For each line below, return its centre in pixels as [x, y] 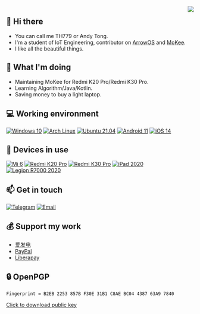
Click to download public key [42, 304]
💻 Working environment [53, 114]
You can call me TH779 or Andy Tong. [61, 36]
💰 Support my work [44, 226]
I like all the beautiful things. [49, 48]
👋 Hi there [25, 22]
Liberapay [27, 258]
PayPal [23, 251]
